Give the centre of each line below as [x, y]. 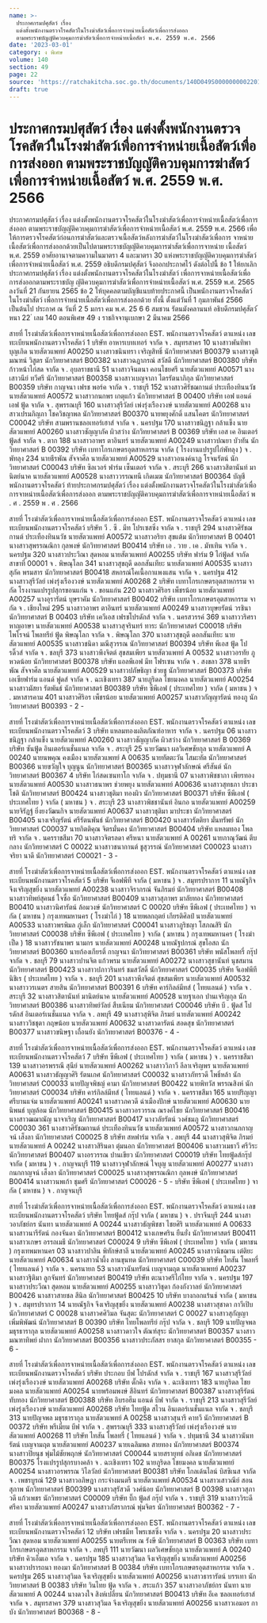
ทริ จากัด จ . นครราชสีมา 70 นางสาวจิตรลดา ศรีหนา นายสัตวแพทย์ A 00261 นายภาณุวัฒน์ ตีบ [133, 838]
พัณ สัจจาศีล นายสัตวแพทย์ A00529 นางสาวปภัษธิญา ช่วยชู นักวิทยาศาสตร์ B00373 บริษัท [130, 670]
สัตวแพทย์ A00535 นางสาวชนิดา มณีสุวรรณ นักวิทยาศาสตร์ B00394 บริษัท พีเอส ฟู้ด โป [128, 643]
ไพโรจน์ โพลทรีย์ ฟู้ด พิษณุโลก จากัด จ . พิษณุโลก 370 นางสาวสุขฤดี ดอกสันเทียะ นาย [122, 635]
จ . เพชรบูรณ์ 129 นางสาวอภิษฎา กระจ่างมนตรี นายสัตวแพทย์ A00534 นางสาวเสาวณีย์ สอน [131, 1480]
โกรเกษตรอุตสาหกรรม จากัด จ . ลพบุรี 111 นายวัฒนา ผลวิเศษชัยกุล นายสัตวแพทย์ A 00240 [130, 1549]
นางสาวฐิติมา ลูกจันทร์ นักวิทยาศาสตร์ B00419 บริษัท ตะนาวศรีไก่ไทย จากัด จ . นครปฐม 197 [131, 1277]
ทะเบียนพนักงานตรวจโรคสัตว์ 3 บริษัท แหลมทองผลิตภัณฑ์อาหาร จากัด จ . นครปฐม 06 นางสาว [133, 731]
